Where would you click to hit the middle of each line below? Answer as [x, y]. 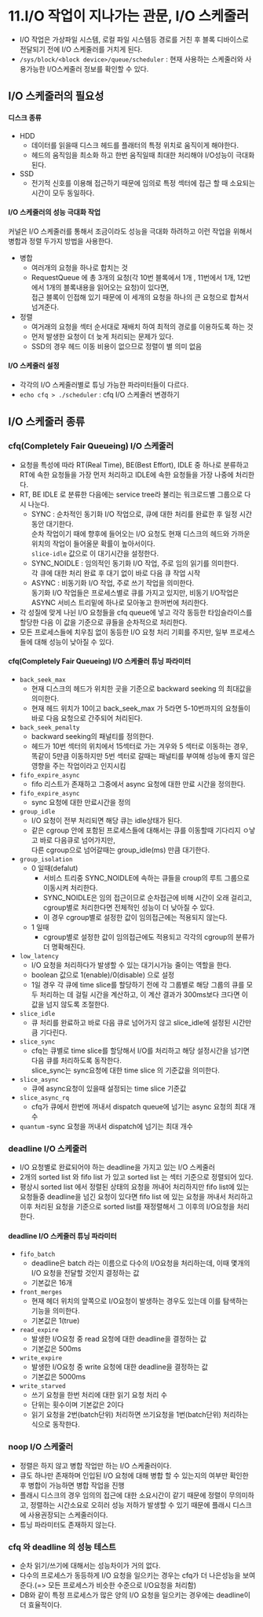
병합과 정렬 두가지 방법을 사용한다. [60, 241]
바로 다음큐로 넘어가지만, [77, 840]
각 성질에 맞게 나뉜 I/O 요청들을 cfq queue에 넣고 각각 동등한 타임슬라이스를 [136, 612]
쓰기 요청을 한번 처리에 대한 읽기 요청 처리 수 [99, 1395]
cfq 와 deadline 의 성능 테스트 [62, 1547]
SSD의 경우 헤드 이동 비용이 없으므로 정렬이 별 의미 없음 [117, 346]
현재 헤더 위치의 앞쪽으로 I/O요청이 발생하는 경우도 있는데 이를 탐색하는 [140, 1301]
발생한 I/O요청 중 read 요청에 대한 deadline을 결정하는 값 [119, 1339]
